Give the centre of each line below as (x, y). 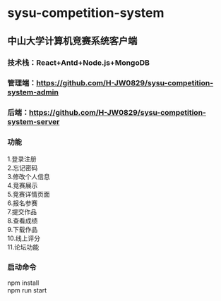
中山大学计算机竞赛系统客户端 (72, 41)
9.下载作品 (23, 229)
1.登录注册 (22, 159)
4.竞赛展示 (23, 185)
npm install (23, 283)
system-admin (33, 92)
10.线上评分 (24, 238)
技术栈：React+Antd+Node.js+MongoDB (79, 63)
